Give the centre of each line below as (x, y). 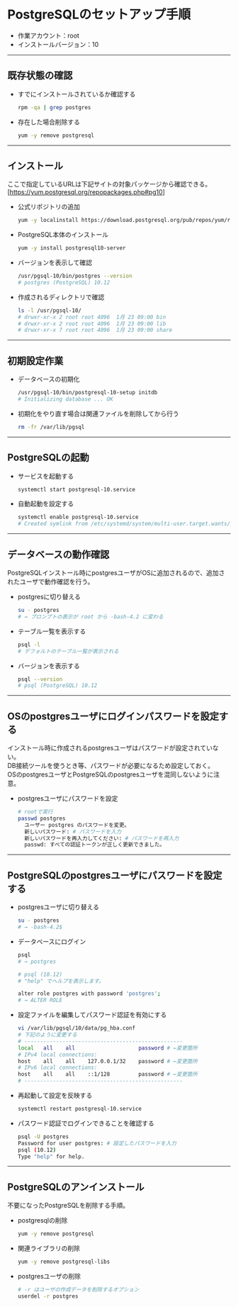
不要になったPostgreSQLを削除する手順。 (68, 1206)
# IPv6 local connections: (57, 1068)
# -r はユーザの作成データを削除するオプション (78, 1289)
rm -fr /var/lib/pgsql (51, 427)
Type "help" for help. (51, 1157)
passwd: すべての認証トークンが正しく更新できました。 (95, 845)
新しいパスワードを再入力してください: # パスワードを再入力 (102, 838)
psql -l (29, 645)
